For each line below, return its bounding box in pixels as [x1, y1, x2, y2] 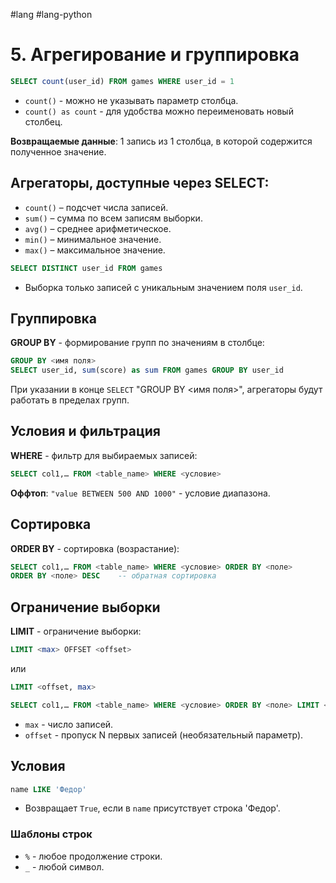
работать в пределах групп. [10, 394, 130, 406]
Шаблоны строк [10, 827, 93, 841]
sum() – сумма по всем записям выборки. [24, 212, 203, 224]
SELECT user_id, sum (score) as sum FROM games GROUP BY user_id [10, 365, 284, 376]
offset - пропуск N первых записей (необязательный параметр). [24, 729, 304, 741]
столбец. [24, 115, 63, 128]
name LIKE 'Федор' [10, 784, 87, 794]
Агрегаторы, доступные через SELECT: [10, 175, 270, 192]
